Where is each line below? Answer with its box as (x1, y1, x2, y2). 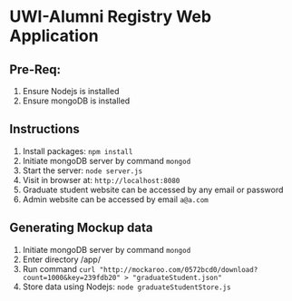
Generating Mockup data (9, 220, 153, 236)
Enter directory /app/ (22, 254, 102, 265)
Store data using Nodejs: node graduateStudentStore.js (22, 281, 231, 292)
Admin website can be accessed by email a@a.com (22, 193, 209, 205)
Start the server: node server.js (22, 165, 143, 176)
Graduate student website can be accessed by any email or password (22, 184, 284, 195)
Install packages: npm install (22, 145, 133, 156)
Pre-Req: (9, 62, 62, 77)
